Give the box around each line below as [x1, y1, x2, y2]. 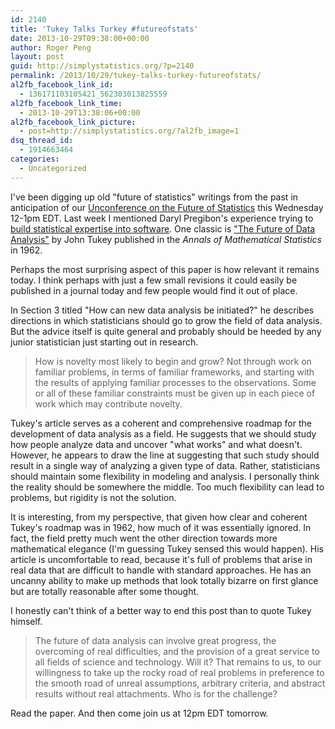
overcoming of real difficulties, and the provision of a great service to [34, 645, 320, 657]
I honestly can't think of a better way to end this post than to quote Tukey [10, 604, 312, 616]
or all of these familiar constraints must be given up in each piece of [34, 387, 316, 399]
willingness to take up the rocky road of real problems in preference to [34, 666, 325, 678]
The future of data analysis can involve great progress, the [34, 634, 277, 646]
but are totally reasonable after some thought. [10, 585, 200, 597]
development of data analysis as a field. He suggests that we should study [10, 427, 317, 440]
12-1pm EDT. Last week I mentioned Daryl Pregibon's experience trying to [10, 212, 314, 224]
